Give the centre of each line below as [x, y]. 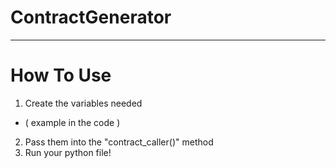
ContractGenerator [91, 17]
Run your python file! [68, 152]
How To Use [61, 75]
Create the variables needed [83, 103]
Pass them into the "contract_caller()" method [119, 142]
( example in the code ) [72, 122]
